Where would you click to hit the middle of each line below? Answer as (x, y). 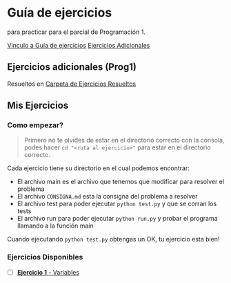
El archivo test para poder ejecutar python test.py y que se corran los (117, 204)
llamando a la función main (56, 226)
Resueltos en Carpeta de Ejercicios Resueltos (72, 84)
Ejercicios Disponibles (45, 257)
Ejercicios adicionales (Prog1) (72, 67)
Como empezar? (36, 125)
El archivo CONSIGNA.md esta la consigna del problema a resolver (107, 197)
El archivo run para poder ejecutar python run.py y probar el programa (118, 219)
